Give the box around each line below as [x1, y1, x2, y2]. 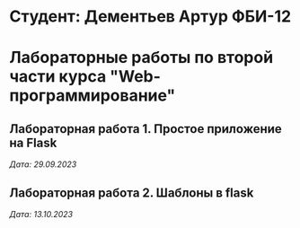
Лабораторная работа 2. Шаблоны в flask [9, 185, 254, 200]
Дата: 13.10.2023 [9, 209, 74, 219]
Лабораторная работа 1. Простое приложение [9, 121, 283, 136]
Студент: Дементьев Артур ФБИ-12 [9, 6, 292, 27]
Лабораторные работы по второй [9, 48, 274, 68]
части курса [9, 66, 107, 87]
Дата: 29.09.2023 [9, 159, 77, 170]
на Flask [9, 135, 57, 150]
